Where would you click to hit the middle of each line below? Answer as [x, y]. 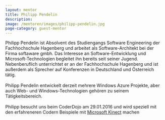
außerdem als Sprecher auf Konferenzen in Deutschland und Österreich [80, 70]
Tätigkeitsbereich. [24, 96]
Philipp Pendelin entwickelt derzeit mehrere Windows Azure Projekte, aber [82, 85]
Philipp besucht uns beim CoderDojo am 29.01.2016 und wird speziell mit [81, 107]
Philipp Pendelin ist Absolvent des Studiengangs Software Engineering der [82, 43]
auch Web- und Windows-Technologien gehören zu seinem [67, 91]
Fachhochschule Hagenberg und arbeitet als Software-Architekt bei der [79, 48]
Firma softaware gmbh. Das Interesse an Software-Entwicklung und [76, 54]
